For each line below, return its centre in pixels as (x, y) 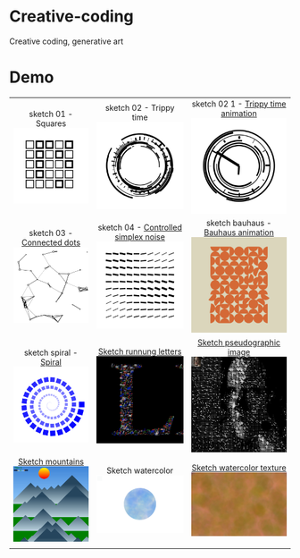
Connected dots (51, 242)
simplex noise (140, 237)
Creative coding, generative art (67, 41)
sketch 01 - (51, 114)
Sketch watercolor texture (239, 468)
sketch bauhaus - (239, 223)
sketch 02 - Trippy (140, 108)
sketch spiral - (51, 352)
